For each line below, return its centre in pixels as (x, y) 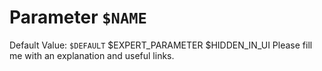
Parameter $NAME (78, 17)
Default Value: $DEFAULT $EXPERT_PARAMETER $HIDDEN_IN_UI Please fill (161, 45)
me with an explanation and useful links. (92, 55)
